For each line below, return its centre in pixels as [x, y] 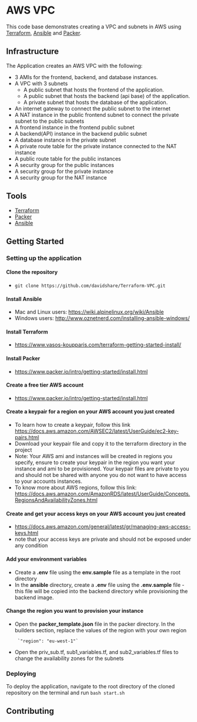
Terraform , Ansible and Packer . [44, 32]
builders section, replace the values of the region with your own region [101, 630]
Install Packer [23, 358]
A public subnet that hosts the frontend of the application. [93, 90]
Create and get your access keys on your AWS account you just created [96, 514]
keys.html [26, 533]
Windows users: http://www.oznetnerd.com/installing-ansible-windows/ [102, 318]
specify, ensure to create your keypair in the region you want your [95, 463]
